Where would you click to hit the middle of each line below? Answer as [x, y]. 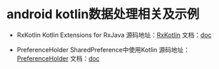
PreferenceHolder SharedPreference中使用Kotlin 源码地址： [103, 49]
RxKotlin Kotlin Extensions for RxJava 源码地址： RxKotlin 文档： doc [114, 35]
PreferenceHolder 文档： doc [58, 58]
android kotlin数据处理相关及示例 [103, 14]
